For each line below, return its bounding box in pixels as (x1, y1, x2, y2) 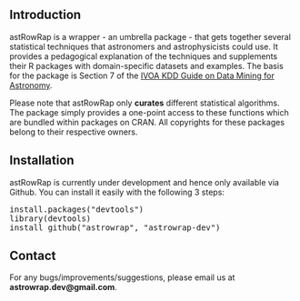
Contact (9, 248, 56, 264)
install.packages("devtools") (9, 204, 145, 215)
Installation (9, 153, 75, 168)
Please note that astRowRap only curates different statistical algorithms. (9, 97, 280, 108)
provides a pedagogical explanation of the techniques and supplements (9, 50, 278, 62)
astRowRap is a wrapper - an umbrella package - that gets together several (9, 31, 291, 42)
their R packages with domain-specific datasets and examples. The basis (9, 60, 284, 71)
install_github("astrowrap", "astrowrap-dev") (9, 222, 221, 233)
